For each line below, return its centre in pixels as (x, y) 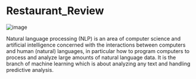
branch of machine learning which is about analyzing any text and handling (98, 64)
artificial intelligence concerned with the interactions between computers (96, 45)
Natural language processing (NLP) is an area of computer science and (93, 38)
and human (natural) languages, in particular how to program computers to (98, 51)
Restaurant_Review (55, 11)
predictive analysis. (30, 70)
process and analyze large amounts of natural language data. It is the (91, 57)
